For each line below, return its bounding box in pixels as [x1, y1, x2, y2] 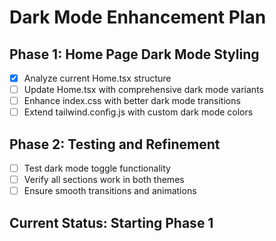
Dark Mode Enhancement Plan [9, 6, 267, 29]
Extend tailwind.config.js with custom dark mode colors [23, 106, 254, 118]
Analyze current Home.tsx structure [23, 72, 172, 84]
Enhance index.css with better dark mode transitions [23, 95, 241, 107]
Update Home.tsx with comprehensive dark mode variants [23, 84, 264, 96]
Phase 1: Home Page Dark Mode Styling [9, 46, 260, 63]
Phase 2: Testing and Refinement [9, 136, 221, 153]
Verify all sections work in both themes [23, 174, 185, 186]
